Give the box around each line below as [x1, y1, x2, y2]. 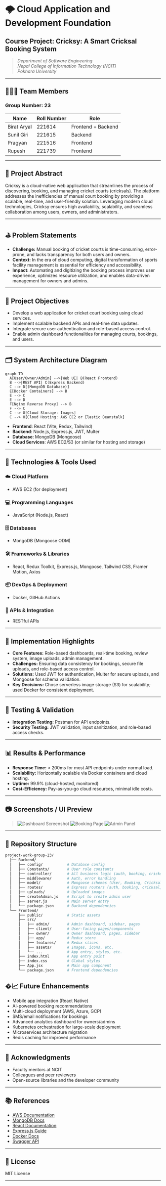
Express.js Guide [12, 1128, 47, 1134]
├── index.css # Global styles [18, 959, 100, 964]
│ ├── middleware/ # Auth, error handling [9, 876, 116, 881]
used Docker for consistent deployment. [12, 687, 94, 693]
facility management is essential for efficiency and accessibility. [12, 262, 142, 268]
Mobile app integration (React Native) [12, 998, 89, 1004]
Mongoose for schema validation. [12, 676, 81, 682]
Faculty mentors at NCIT [12, 1066, 63, 1072]
